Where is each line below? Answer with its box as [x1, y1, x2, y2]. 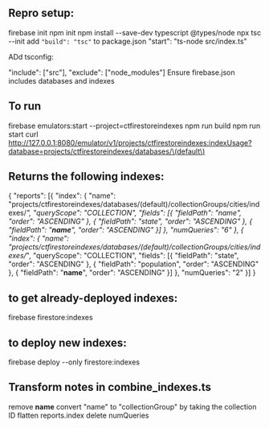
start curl [8, 129, 39, 139]
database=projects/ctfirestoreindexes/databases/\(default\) [8, 146, 206, 156]
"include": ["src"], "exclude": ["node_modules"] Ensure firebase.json [8, 68, 235, 77]
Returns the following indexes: [8, 170, 165, 183]
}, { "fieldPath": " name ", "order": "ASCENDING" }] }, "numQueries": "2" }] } [8, 268, 256, 278]
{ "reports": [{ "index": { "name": [8, 191, 116, 200]
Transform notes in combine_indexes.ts [8, 381, 211, 394]
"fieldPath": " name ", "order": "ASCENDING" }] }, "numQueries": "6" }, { [8, 225, 244, 235]
